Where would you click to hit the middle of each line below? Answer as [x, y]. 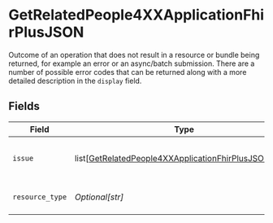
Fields [24, 106]
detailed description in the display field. [75, 81]
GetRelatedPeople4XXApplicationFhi [136, 15]
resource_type [40, 197]
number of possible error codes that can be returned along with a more [128, 72]
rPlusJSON [46, 32]
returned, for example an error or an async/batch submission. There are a [132, 63]
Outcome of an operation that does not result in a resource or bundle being [134, 55]
